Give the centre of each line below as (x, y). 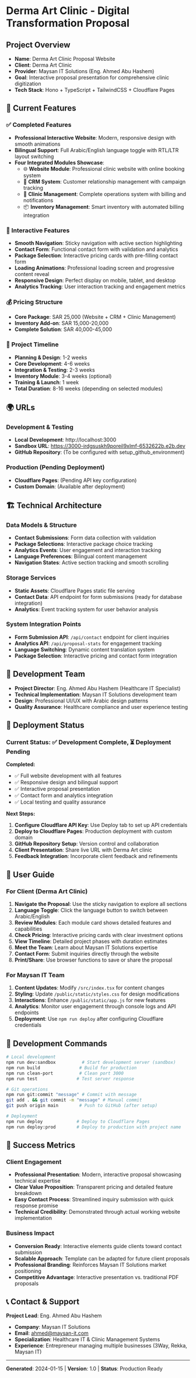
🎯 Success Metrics (41, 1146)
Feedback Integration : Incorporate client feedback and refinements (96, 856)
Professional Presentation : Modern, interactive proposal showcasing (98, 1174)
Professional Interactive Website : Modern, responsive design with (95, 137)
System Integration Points (44, 624)
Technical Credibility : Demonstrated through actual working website (97, 1212)
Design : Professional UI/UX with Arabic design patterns (81, 701)
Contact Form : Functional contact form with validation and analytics (96, 249)
